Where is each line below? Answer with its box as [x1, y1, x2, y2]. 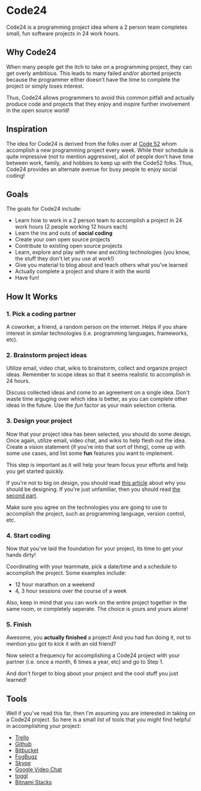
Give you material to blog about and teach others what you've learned [14, 262, 188, 269]
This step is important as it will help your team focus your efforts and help [6, 461, 188, 468]
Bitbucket [14, 747, 39, 754]
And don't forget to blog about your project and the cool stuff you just [6, 670, 179, 677]
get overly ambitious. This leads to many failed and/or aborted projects [6, 70, 182, 77]
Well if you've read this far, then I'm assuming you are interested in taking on [6, 709, 196, 717]
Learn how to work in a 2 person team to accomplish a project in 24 [14, 217, 182, 224]
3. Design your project [6, 417, 73, 425]
